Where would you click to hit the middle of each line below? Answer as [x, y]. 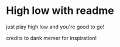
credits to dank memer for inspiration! [52, 38]
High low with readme [60, 11]
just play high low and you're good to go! [55, 27]
